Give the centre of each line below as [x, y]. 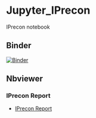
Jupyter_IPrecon [48, 10]
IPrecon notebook [28, 27]
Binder [19, 46]
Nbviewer [24, 79]
